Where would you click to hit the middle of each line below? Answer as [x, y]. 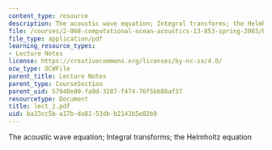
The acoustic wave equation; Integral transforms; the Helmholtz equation [130, 137]
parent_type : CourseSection [56, 84]
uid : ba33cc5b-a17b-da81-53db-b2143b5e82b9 [83, 114]
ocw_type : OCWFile [39, 69]
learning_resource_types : [52, 46]
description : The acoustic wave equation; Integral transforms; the [126, 24]
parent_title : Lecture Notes [57, 76]
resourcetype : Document [49, 99]
